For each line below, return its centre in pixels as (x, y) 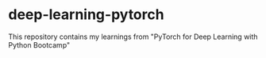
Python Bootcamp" (39, 44)
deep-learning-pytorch (86, 15)
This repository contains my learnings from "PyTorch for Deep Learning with (133, 37)
